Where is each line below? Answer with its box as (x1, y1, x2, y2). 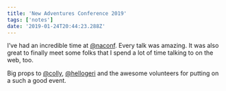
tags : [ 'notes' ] (7, 16, 53, 23)
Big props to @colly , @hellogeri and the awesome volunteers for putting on (7, 69, 219, 77)
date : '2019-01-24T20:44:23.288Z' (7, 23, 106, 29)
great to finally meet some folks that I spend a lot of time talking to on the (7, 49, 214, 57)
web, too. (7, 56, 34, 64)
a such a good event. (7, 77, 66, 85)
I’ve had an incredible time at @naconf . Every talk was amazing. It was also (7, 42, 219, 50)
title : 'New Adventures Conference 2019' (7, 10, 127, 17)
